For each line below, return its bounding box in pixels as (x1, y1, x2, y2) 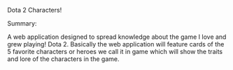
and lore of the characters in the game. (7, 55, 120, 63)
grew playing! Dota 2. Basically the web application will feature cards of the (7, 40, 225, 48)
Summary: (7, 19, 37, 27)
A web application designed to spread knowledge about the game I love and (7, 33, 227, 41)
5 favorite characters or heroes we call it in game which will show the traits (7, 48, 223, 55)
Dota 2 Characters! (7, 6, 62, 14)
